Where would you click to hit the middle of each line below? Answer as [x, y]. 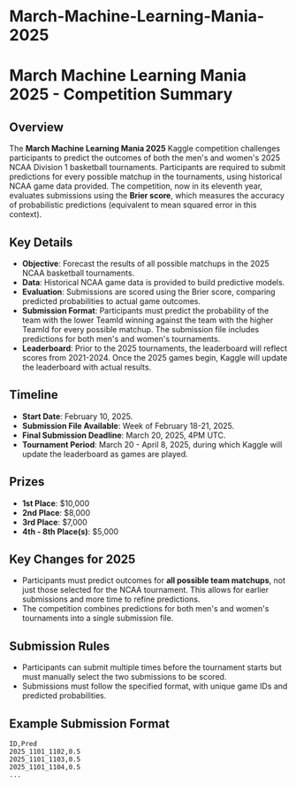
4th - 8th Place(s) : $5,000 [70, 531]
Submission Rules [60, 646]
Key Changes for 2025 [72, 560]
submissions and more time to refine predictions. [111, 599]
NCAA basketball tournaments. [78, 273]
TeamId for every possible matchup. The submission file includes [140, 329]
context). [26, 214]
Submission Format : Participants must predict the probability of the [145, 311]
